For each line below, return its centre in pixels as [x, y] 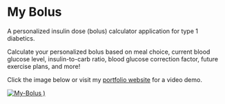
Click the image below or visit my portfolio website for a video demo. [105, 79]
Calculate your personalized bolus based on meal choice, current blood [109, 52]
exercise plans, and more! [44, 66]
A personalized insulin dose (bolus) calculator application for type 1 [103, 31]
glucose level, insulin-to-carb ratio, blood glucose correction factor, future [113, 59]
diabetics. [21, 38]
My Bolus [35, 12]
